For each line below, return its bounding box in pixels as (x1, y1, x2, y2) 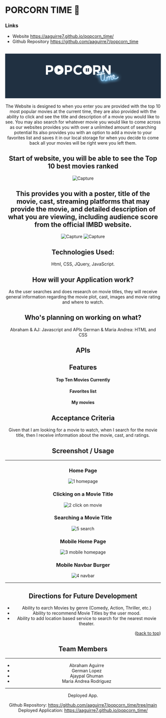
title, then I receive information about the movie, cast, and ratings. (16, 432, 150, 438)
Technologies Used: (51, 248, 115, 256)
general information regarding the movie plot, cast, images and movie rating (5, 294, 161, 300)
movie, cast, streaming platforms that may (16, 197, 150, 205)
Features (69, 363, 97, 371)
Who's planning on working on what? (24, 313, 142, 322)
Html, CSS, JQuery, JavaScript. (51, 261, 115, 267)
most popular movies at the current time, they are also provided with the (9, 108, 157, 114)
